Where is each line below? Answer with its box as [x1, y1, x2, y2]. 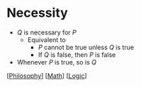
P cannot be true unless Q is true [38, 43, 135, 51]
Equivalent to [27, 35, 67, 43]
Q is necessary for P [16, 28, 77, 36]
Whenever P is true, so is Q [16, 58, 97, 66]
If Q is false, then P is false [38, 51, 116, 59]
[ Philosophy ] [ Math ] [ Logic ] [6, 72, 87, 80]
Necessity [6, 5, 68, 21]
